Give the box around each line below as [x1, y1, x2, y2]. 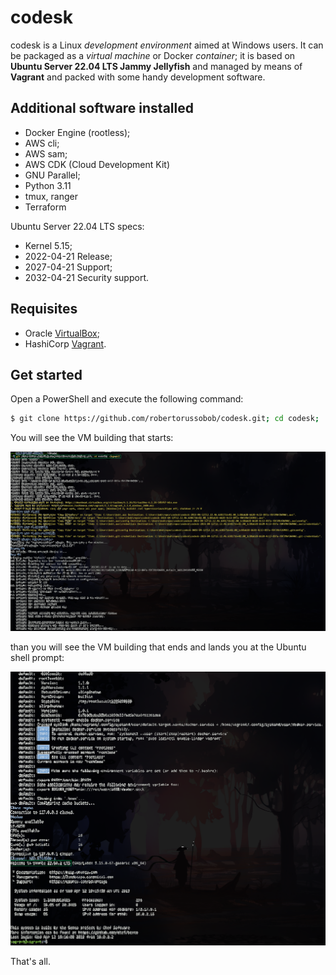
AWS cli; [24, 137, 60, 149]
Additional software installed [10, 100, 194, 117]
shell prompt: [10, 651, 65, 663]
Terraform [24, 201, 67, 213]
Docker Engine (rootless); [24, 126, 131, 138]
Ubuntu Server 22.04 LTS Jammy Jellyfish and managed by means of [10, 60, 303, 72]
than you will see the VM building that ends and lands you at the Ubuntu [10, 641, 307, 653]
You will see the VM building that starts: [10, 432, 174, 444]
